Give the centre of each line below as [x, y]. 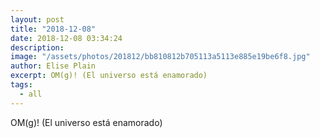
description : [37, 47]
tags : [21, 85]
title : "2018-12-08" [53, 29]
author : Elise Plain [53, 66]
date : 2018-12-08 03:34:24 [66, 38]
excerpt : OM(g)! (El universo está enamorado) [109, 76]
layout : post [37, 19]
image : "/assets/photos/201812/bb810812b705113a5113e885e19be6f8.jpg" [160, 57]
